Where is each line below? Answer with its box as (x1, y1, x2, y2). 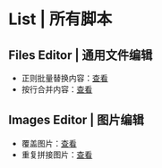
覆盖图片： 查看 (21, 138, 77, 148)
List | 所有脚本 (8, 9, 113, 29)
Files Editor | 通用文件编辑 (8, 47, 153, 63)
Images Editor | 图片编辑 (8, 113, 145, 128)
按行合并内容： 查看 (21, 84, 93, 95)
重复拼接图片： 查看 (21, 149, 93, 160)
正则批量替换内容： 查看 (21, 73, 108, 83)
